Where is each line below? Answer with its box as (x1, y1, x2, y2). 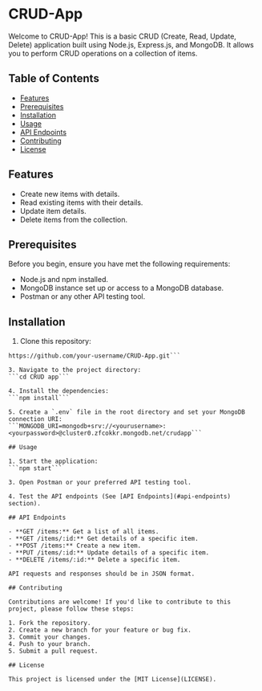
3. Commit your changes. (8, 633, 91, 641)
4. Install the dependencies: (8, 387, 110, 395)
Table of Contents (8, 72, 100, 85)
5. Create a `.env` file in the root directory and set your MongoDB (8, 408, 246, 416)
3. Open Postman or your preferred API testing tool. (8, 479, 192, 487)
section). (8, 500, 42, 508)
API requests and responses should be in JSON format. (8, 570, 195, 579)
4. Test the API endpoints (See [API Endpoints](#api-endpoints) (8, 493, 231, 501)
